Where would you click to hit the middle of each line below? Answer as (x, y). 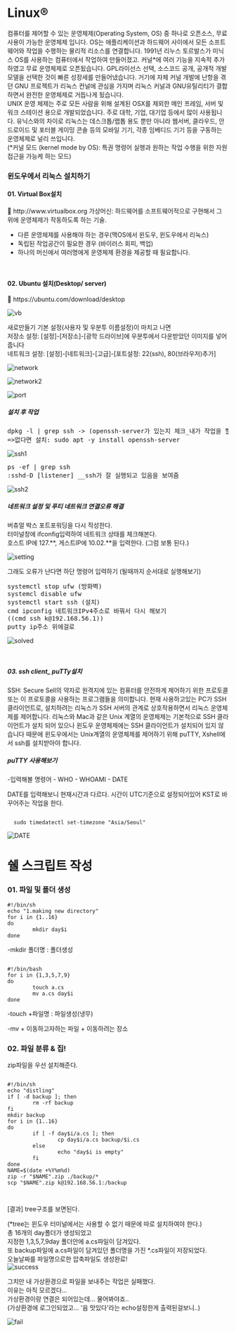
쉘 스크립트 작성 (50, 866)
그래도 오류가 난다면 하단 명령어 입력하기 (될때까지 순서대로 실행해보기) (104, 572)
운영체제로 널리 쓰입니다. (41, 138)
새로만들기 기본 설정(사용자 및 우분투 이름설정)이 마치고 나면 (89, 327)
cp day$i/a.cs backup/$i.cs (98, 1140)
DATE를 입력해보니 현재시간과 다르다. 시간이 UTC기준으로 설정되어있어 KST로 (114, 794)
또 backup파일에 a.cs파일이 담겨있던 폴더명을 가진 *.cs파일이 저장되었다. (107, 1250)
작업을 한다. (47, 803)
